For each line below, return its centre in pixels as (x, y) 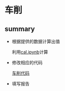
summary (20, 29)
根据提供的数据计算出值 (36, 41)
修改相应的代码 (27, 62)
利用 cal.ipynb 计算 (30, 52)
